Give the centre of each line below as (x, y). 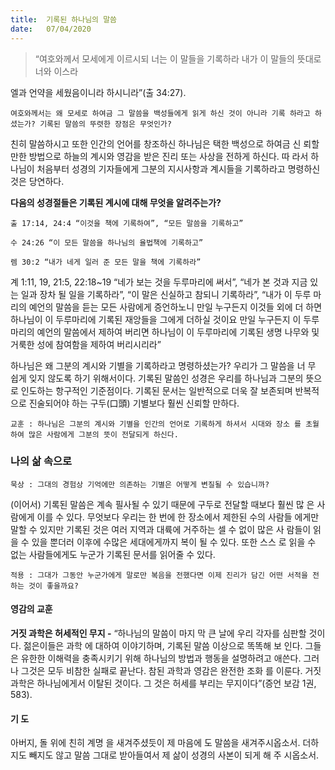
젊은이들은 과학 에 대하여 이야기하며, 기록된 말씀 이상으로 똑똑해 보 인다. (163, 645)
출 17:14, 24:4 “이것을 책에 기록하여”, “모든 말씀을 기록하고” (127, 223)
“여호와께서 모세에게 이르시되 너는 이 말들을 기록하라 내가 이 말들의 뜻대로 (178, 58)
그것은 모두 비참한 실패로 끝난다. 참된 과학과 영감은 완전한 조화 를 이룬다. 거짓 (171, 670)
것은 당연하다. (37, 181)
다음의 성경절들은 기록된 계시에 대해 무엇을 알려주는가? (116, 202)
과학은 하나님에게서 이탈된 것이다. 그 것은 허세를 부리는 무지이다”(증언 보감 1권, (163, 683)
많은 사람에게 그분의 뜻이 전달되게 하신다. (103, 434)
